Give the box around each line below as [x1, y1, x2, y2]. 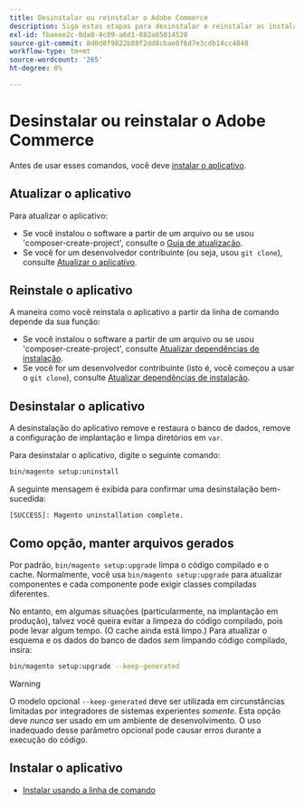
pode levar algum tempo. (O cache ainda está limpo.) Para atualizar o [9, 625, 268, 636]
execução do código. [9, 734, 89, 745]
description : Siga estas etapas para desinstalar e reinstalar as [9, 22, 265, 31]
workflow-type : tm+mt [9, 47, 91, 56]
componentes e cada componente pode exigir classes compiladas [9, 579, 257, 589]
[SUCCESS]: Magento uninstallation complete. [9, 511, 184, 521]
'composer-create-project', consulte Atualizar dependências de [22, 343, 260, 354]
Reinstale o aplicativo [9, 282, 133, 299]
